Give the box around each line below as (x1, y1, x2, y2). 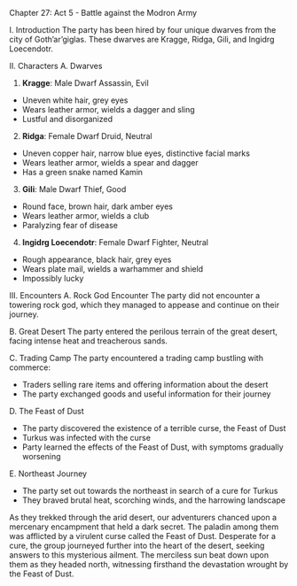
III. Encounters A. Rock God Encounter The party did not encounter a (9, 290, 261, 300)
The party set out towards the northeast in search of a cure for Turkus (21, 486, 278, 496)
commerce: (9, 362, 51, 373)
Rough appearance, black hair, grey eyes (21, 254, 172, 265)
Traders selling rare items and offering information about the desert (21, 380, 269, 389)
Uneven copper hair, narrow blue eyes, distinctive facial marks (21, 148, 251, 158)
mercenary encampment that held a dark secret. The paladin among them (9, 521, 279, 532)
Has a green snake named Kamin (21, 167, 144, 177)
